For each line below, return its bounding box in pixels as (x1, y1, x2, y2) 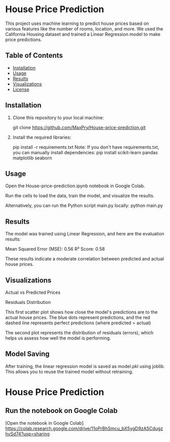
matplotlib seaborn (12, 155, 52, 161)
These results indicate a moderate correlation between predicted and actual (5, 256, 164, 262)
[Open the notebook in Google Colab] (5, 420, 84, 426)
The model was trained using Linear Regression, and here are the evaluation (5, 231, 165, 237)
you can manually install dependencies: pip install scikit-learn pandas (12, 149, 158, 155)
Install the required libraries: (12, 134, 72, 140)
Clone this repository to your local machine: (12, 114, 104, 120)
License (12, 86, 29, 92)
